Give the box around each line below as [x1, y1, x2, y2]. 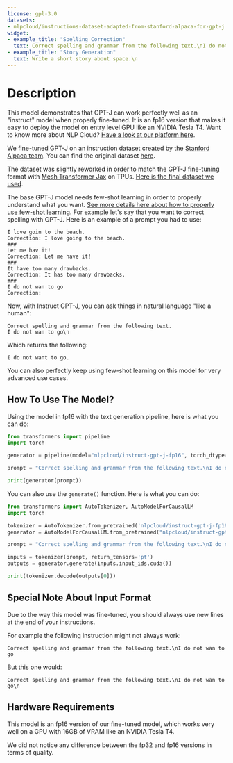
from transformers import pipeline [7, 433, 110, 440]
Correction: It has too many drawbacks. [7, 271, 126, 278]
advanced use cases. [7, 373, 68, 382]
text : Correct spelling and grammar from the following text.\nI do [13, 42, 216, 49]
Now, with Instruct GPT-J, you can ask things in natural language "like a [7, 302, 212, 310]
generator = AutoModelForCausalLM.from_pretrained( [7, 529, 159, 536]
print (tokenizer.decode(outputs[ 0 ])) [7, 573, 116, 580]
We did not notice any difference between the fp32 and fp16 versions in [7, 741, 212, 749]
